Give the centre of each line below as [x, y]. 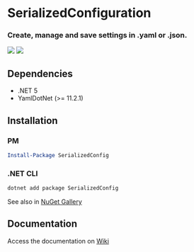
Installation [33, 121]
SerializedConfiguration [79, 13]
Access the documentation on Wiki [58, 241]
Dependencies [40, 73]
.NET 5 [28, 91]
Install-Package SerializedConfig [58, 155]
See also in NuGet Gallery [45, 202]
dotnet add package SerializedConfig [63, 188]
